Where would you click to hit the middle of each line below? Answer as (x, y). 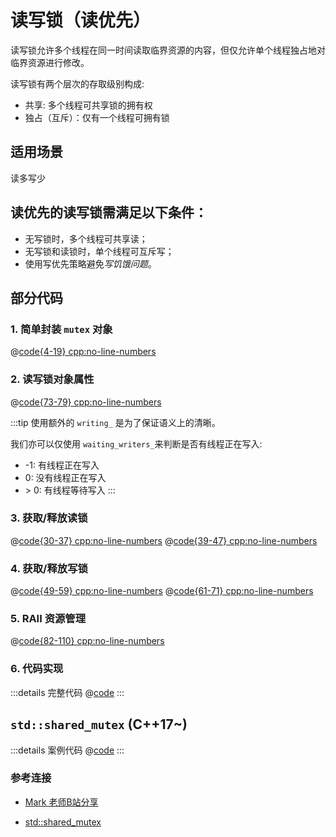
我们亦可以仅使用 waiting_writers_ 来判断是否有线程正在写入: (136, 443)
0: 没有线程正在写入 (65, 477)
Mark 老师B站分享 (61, 802)
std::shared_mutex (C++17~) (99, 724)
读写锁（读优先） (81, 20)
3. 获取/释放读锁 (49, 518)
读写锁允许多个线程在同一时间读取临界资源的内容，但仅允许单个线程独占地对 (168, 50)
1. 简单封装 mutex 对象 (61, 329)
